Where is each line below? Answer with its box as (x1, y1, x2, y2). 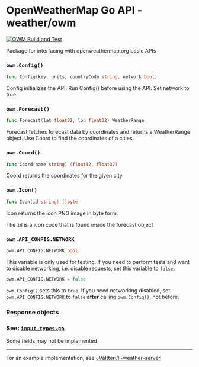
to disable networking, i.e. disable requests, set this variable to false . (6, 265, 175, 272)
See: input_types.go (6, 324, 65, 332)
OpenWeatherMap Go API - (6, 4, 143, 17)
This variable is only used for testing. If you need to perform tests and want (6, 258, 190, 265)
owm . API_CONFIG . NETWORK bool (6, 247, 78, 253)
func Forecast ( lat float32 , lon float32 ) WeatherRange (6, 118, 145, 124)
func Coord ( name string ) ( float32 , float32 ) (6, 161, 118, 168)
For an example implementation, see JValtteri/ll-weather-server (6, 354, 161, 361)
